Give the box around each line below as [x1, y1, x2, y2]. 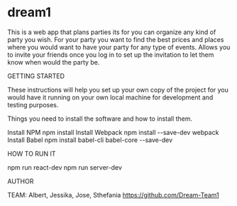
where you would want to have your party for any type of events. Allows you [7, 43, 231, 51]
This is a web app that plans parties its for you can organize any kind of [7, 28, 216, 36]
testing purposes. [7, 100, 59, 109]
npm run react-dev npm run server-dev [7, 163, 123, 171]
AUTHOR [7, 177, 34, 185]
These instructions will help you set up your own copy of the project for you [7, 85, 229, 94]
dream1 [7, 4, 52, 21]
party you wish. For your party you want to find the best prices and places [7, 35, 224, 43]
